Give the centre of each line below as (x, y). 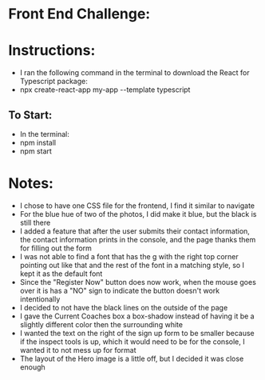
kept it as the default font (61, 274)
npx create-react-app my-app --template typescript (105, 90)
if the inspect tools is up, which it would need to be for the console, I (132, 342)
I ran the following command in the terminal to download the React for (134, 73)
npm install (38, 142)
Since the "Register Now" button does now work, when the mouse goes (138, 282)
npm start (36, 151)
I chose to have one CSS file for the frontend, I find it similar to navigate (137, 206)
